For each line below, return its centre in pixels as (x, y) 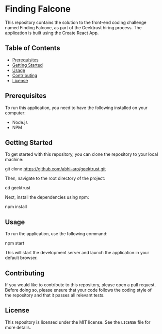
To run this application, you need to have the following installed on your (76, 108)
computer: (15, 112)
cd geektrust (18, 188)
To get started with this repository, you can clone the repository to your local (81, 154)
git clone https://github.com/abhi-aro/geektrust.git (55, 169)
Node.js (20, 122)
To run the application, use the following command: (56, 234)
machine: (14, 160)
